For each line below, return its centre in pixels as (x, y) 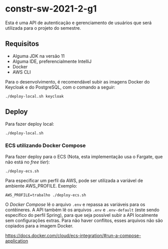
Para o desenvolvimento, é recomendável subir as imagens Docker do (77, 81)
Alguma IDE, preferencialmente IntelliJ (52, 61)
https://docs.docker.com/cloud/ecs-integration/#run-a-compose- (73, 235)
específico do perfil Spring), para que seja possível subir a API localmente (81, 215)
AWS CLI (22, 72)
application (17, 241)
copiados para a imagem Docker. (39, 226)
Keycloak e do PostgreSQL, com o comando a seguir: (60, 87)
